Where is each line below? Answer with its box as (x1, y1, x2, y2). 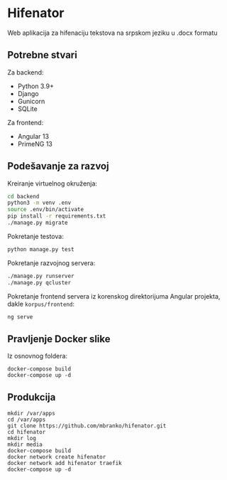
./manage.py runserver (7, 272, 74, 279)
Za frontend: (7, 118, 44, 127)
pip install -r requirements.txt (7, 213, 106, 220)
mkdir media (7, 441, 43, 449)
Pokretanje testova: (7, 232, 64, 240)
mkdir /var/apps (7, 410, 55, 417)
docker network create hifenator (7, 454, 106, 461)
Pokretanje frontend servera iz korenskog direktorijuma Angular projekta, (7, 292, 221, 300)
